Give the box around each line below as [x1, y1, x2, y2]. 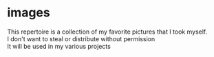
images [7, 5, 50, 21]
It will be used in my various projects [7, 42, 111, 50]
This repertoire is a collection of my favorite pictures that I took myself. [7, 27, 208, 36]
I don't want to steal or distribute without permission [7, 34, 156, 43]
